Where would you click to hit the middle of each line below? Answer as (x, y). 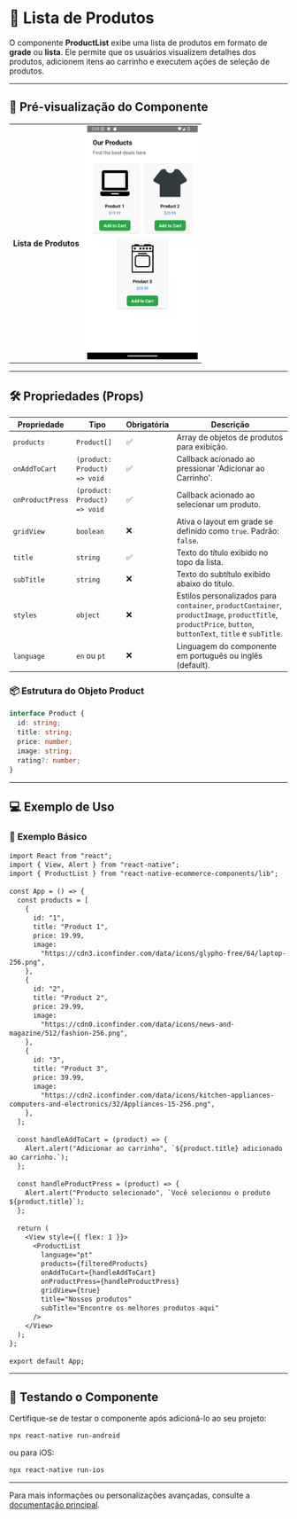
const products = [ (53, 900)
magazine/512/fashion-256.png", (69, 1034)
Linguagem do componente (226, 646)
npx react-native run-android (65, 1436)
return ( (33, 1229)
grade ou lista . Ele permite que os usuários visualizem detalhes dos (133, 51)
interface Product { (47, 714)
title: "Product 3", (70, 1069)
